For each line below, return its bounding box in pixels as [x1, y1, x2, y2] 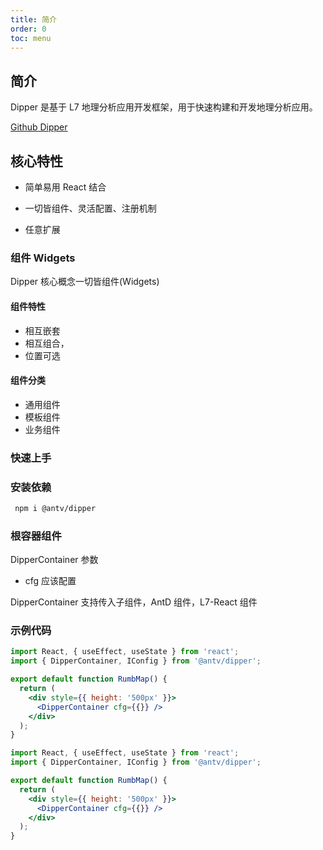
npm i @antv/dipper [14, 503, 97, 513]
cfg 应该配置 [24, 575, 77, 587]
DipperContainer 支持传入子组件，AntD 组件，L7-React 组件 [10, 596, 258, 608]
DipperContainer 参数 [10, 554, 99, 566]
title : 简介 [10, 14, 57, 25]
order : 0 [10, 24, 47, 34]
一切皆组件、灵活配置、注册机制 [24, 202, 157, 214]
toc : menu [10, 33, 52, 43]
